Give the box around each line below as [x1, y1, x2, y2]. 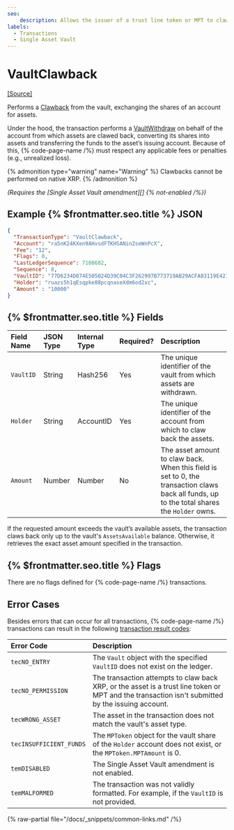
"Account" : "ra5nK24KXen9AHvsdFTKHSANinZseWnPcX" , [13, 240, 164, 247]
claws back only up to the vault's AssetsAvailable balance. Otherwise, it [7, 532, 214, 541]
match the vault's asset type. [92, 719, 187, 729]
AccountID [77, 417, 113, 427]
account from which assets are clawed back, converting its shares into [7, 131, 210, 140]
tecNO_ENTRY [10, 658, 51, 666]
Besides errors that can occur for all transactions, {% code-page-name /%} [7, 617, 224, 625]
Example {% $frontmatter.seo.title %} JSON [7, 208, 203, 220]
